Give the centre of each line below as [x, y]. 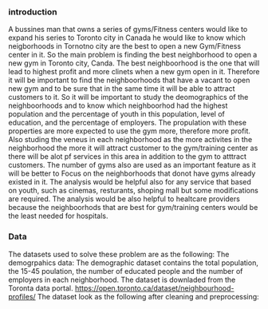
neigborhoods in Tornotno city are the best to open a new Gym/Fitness [125, 46]
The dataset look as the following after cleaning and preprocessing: [148, 296]
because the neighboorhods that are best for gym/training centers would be [133, 208]
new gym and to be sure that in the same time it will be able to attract [122, 89]
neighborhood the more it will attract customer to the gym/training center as [133, 148]
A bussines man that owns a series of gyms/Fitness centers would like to [128, 30]
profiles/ [22, 296]
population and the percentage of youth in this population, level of [117, 114]
